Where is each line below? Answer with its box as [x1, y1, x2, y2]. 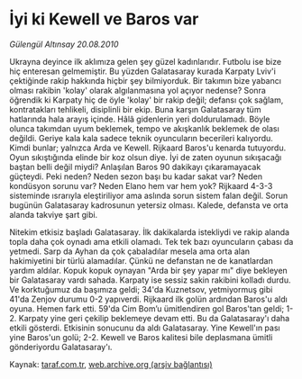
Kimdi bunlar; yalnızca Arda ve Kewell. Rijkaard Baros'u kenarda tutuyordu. [9, 142, 287, 153]
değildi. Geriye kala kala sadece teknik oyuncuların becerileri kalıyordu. [9, 132, 273, 143]
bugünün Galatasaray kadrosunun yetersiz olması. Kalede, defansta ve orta [9, 199, 288, 211]
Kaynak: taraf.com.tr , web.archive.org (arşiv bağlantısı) [9, 358, 214, 369]
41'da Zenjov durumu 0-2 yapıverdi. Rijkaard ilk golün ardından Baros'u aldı [9, 293, 288, 304]
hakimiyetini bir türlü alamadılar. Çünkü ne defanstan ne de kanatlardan [9, 255, 273, 266]
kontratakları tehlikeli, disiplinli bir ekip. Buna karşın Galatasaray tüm [9, 104, 261, 114]
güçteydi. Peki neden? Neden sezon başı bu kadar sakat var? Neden [9, 171, 263, 182]
